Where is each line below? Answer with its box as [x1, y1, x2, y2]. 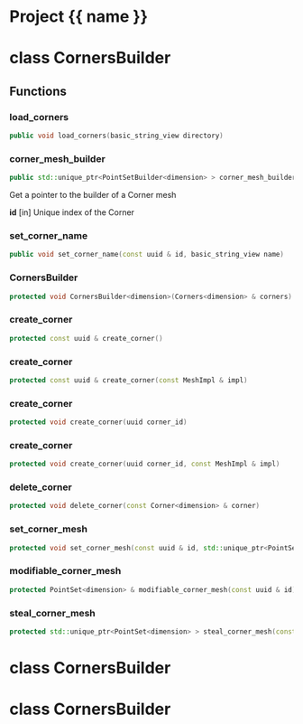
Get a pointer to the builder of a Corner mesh [9, 190, 177, 201]
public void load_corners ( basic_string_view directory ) [9, 131, 224, 141]
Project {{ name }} [9, 6, 149, 27]
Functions [9, 83, 68, 99]
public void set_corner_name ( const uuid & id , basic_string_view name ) [9, 250, 284, 259]
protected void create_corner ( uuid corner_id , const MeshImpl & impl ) [9, 459, 280, 469]
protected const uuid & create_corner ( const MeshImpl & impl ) [9, 375, 248, 385]
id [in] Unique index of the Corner [9, 207, 135, 218]
